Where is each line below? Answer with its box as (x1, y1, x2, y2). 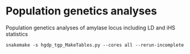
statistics (5, 30, 28, 37)
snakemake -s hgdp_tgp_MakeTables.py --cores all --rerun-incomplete (5, 42, 185, 48)
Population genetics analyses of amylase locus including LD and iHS (5, 24, 176, 31)
